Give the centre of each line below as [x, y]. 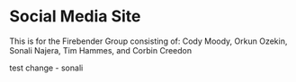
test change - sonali [46, 68]
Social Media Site [75, 16]
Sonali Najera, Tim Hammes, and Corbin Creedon [100, 50]
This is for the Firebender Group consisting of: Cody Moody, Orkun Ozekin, [148, 41]
